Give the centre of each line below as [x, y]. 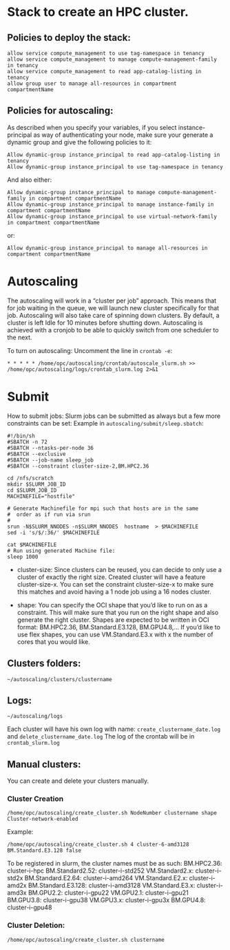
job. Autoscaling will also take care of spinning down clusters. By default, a [113, 315]
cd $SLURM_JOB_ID [32, 490]
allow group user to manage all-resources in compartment [92, 84]
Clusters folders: [44, 664]
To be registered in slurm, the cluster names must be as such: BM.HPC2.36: [115, 864]
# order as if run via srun [49, 514]
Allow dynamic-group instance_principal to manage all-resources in [107, 248]
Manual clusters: [44, 764]
